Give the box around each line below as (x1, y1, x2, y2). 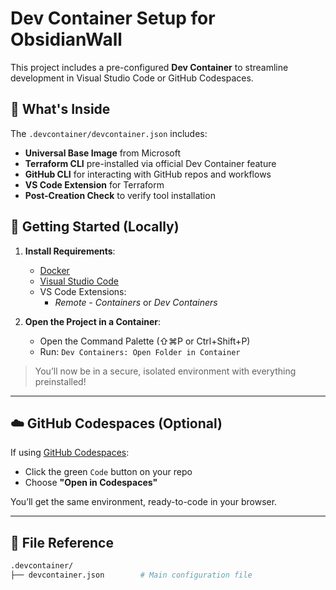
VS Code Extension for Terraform (24, 178, 165, 191)
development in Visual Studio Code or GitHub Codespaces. (10, 72, 254, 84)
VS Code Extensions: (39, 285, 127, 297)
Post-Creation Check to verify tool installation (24, 189, 216, 201)
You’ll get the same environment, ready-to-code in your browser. (10, 496, 278, 508)
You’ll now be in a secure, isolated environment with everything (34, 365, 297, 377)
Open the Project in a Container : (24, 315, 161, 327)
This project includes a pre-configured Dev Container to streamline (10, 61, 289, 73)
